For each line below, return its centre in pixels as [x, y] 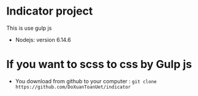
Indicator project [50, 11]
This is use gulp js [29, 28]
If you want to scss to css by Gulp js [99, 64]
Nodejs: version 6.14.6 [43, 39]
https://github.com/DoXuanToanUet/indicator [73, 87]
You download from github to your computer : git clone [86, 81]
